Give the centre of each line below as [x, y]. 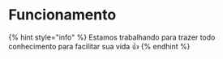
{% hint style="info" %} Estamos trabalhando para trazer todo [112, 37]
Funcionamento [62, 15]
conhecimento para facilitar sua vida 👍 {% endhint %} [99, 46]
